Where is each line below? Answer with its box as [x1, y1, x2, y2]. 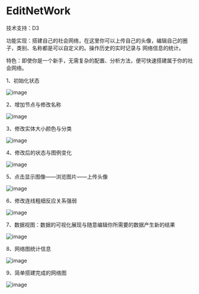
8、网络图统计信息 [6, 245, 52, 252]
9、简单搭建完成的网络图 [6, 269, 67, 276]
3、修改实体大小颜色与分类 [6, 125, 72, 132]
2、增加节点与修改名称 [6, 101, 62, 108]
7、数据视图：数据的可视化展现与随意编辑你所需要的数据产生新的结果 [6, 221, 175, 228]
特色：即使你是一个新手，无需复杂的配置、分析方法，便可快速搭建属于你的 [6, 57, 188, 64]
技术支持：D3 [6, 24, 40, 31]
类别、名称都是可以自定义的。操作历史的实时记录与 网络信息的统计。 [16, 44, 184, 51]
